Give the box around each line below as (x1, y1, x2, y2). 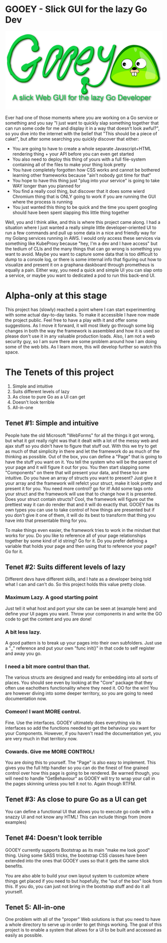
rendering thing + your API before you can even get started (12, 151, 134, 157)
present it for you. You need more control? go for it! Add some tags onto (5, 485, 153, 491)
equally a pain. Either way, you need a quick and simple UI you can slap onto (5, 267, 163, 273)
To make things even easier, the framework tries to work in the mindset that (5, 527, 161, 533)
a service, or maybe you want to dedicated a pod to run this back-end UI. (5, 272, 156, 278)
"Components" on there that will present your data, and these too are (5, 469, 147, 475)
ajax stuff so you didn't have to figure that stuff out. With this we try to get (5, 443, 157, 449)
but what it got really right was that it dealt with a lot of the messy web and (5, 437, 159, 444)
